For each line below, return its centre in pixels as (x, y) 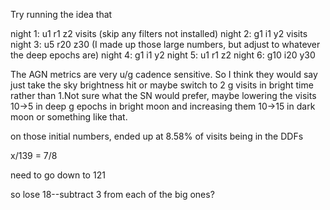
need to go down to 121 (58, 175)
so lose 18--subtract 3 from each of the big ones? (112, 194)
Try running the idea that (61, 14)
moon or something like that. (69, 117)
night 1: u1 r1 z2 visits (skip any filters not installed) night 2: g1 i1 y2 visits (159, 33)
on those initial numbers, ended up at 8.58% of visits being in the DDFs (157, 136)
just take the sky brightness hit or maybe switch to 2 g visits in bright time (162, 85)
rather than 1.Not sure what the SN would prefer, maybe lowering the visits (163, 95)
